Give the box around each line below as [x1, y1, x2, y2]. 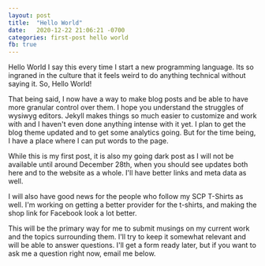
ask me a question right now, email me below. [8, 249, 156, 258]
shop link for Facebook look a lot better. [8, 209, 137, 218]
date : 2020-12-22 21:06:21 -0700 [8, 26, 125, 34]
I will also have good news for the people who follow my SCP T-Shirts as [8, 192, 244, 201]
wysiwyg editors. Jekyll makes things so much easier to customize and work [8, 111, 257, 120]
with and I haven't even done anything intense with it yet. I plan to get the [8, 120, 246, 129]
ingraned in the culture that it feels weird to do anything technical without [8, 71, 246, 80]
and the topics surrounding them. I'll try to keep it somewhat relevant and [8, 232, 247, 242]
